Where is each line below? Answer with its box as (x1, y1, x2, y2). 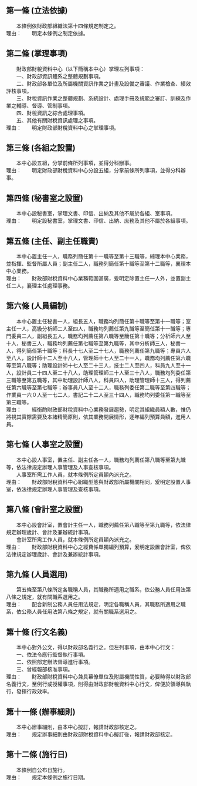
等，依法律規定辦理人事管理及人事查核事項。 (6, 463, 114, 470)
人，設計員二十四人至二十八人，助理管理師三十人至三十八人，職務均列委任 (6, 369, 186, 376)
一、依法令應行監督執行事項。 (16, 651, 89, 658)
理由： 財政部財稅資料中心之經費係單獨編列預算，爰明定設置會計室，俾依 (6, 543, 191, 550)
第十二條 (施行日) (6, 750, 68, 760)
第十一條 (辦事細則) (6, 707, 76, 717)
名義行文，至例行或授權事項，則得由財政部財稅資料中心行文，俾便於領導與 (6, 681, 186, 688)
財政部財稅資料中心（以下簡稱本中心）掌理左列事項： (16, 65, 145, 72)
